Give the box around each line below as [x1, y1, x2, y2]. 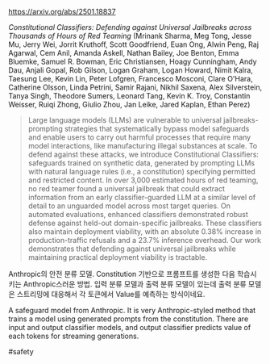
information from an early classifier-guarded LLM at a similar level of [27, 193, 256, 202]
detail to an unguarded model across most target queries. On [27, 201, 231, 211]
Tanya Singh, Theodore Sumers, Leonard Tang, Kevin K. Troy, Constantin [8, 91, 251, 100]
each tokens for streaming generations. [8, 331, 139, 341]
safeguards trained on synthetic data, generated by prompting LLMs [27, 158, 255, 168]
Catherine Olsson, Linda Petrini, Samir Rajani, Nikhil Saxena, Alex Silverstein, [8, 82, 263, 92]
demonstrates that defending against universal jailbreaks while [27, 244, 236, 253]
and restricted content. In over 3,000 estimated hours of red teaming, [27, 175, 259, 185]
